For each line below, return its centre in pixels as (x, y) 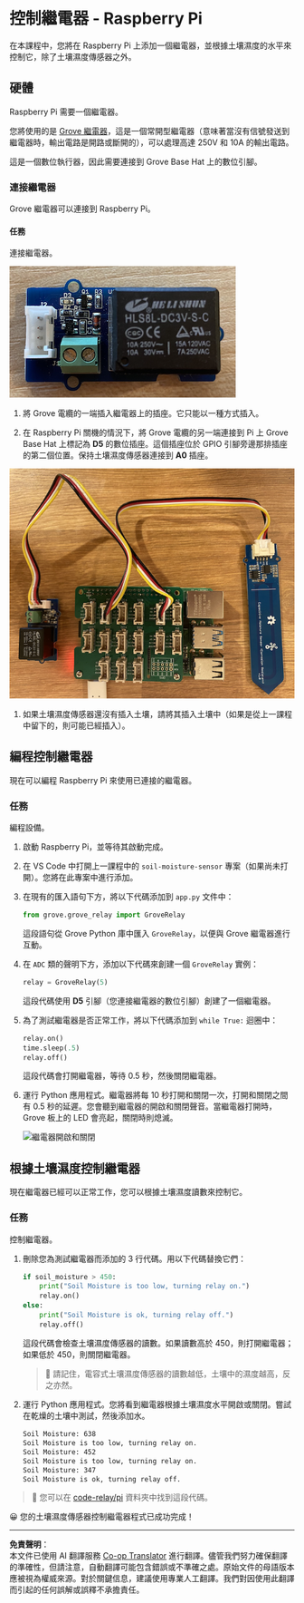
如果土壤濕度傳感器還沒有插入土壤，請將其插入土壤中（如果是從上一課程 (157, 714)
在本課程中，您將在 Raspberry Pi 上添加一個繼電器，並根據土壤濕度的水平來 (151, 45)
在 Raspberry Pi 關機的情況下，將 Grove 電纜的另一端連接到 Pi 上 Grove (156, 432)
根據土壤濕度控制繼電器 (75, 1168)
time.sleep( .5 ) (51, 1048)
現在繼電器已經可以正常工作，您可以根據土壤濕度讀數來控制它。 (128, 1192)
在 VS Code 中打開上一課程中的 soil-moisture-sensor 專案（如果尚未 (151, 866)
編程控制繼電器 (51, 757)
